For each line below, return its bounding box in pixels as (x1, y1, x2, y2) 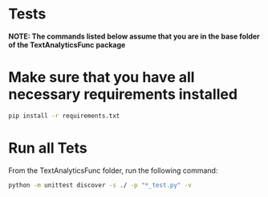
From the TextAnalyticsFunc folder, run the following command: (8, 166, 218, 175)
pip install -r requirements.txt (8, 112, 120, 120)
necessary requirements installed (8, 85, 238, 104)
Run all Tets (8, 138, 87, 157)
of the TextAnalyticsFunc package (8, 39, 126, 49)
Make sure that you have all (8, 68, 195, 87)
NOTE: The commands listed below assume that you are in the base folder (8, 31, 261, 41)
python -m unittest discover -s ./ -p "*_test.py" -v (8, 181, 193, 189)
